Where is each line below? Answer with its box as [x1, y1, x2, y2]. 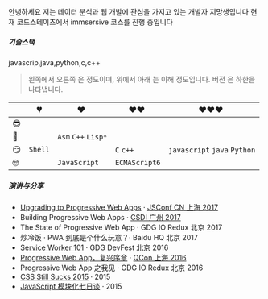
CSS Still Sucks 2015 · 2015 [19, 272, 111, 281]
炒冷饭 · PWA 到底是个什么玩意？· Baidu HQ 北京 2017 [19, 232, 199, 242]
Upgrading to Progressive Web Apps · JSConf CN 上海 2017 [19, 202, 219, 212]
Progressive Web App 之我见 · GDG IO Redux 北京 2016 [19, 263, 204, 272]
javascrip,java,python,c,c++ [8, 57, 101, 67]
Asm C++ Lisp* [57, 132, 108, 141]
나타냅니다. [27, 84, 64, 94]
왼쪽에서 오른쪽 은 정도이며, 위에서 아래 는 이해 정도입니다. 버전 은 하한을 [27, 74, 256, 84]
